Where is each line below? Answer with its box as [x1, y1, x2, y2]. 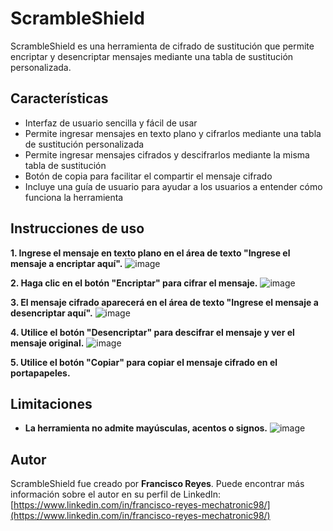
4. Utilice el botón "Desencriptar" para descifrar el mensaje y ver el [10, 326, 295, 338]
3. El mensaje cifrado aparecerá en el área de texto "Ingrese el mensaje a [10, 296, 319, 308]
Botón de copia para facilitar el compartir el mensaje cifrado [24, 170, 273, 182]
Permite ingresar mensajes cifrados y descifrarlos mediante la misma [24, 148, 310, 161]
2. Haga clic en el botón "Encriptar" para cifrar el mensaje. [10, 277, 258, 289]
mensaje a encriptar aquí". [10, 257, 123, 269]
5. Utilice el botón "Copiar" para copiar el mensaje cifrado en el [10, 356, 278, 368]
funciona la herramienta [24, 191, 124, 203]
